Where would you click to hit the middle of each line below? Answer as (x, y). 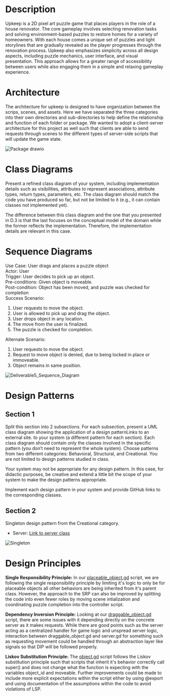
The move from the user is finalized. (50, 324)
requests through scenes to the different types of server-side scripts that (82, 134)
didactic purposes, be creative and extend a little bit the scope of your (79, 474)
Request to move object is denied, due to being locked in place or (81, 355)
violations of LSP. (23, 689)
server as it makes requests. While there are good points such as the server (84, 625)
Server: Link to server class (41, 533)
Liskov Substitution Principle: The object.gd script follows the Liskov (78, 656)
